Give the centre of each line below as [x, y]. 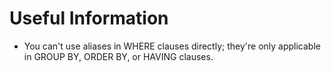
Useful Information [89, 18]
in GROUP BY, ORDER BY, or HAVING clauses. [118, 56]
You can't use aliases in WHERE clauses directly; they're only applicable [172, 46]
